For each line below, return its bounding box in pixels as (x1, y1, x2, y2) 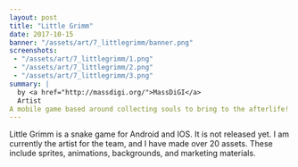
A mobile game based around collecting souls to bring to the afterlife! (9, 104, 290, 113)
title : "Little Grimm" (9, 21, 94, 30)
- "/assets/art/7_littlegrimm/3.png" (12, 71, 153, 80)
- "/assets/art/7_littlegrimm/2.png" (12, 63, 153, 72)
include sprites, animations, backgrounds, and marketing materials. (9, 148, 256, 159)
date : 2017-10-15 (9, 29, 74, 38)
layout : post (9, 13, 58, 22)
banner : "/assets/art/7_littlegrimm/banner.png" (9, 38, 194, 47)
